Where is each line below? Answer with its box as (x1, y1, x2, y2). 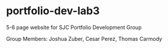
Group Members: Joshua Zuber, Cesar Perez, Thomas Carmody (6, 35, 162, 42)
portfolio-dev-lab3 (6, 4, 100, 18)
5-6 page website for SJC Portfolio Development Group (6, 24, 142, 31)
